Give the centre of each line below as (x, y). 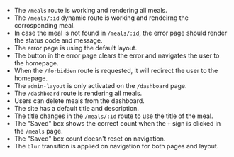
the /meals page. (39, 131)
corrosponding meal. (45, 25)
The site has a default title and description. (77, 108)
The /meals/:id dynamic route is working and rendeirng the (101, 18)
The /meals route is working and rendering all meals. (91, 10)
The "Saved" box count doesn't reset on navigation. (90, 139)
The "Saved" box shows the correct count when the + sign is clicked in (117, 123)
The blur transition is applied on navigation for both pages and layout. (116, 146)
